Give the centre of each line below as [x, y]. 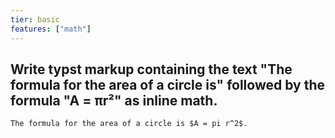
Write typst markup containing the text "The [151, 69]
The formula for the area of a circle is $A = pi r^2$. [129, 124]
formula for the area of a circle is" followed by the [167, 84]
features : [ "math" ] [51, 29]
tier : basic [35, 19]
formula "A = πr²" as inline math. [114, 100]
